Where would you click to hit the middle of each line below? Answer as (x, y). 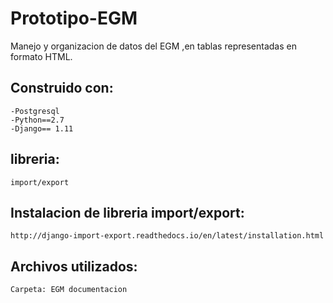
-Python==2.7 (37, 120)
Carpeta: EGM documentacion (69, 290)
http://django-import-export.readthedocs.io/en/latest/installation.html (167, 236)
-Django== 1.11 (42, 128)
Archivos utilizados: (74, 266)
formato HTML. (41, 56)
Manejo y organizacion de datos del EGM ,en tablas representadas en (153, 46)
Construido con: (62, 88)
